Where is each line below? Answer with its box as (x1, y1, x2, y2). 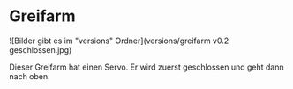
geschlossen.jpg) (9, 44, 72, 55)
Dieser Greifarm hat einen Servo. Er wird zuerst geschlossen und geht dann (9, 62, 284, 72)
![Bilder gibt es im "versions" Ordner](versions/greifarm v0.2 (9, 35, 229, 46)
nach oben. (9, 70, 50, 81)
